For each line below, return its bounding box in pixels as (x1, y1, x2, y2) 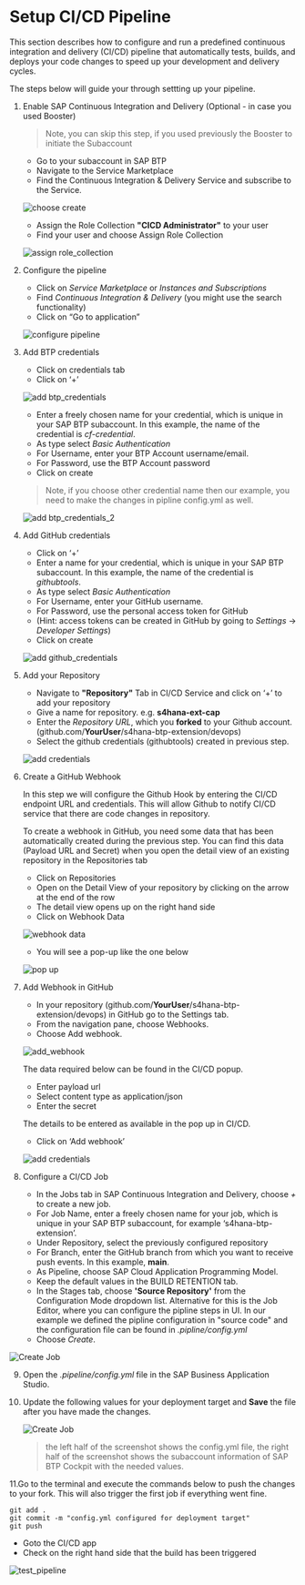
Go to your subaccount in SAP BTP (36, 155, 167, 166)
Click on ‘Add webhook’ (36, 1135, 126, 1146)
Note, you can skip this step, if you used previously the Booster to (45, 127, 293, 138)
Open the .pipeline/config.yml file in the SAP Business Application (22, 1368, 270, 1380)
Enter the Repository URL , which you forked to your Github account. (36, 716, 293, 727)
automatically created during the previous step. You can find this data (22, 835, 284, 846)
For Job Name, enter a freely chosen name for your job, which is (36, 1208, 279, 1219)
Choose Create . (36, 1334, 96, 1345)
